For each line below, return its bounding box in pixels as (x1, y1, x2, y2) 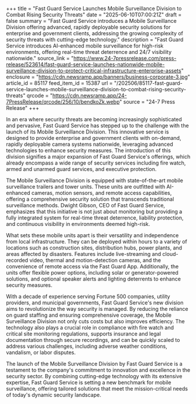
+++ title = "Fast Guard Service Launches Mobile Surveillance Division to (6, 5, 182, 12)
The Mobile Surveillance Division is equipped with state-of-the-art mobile (6, 177, 183, 184)
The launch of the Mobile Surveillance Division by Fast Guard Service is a (6, 360, 183, 367)
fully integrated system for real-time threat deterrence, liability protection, (6, 214, 184, 221)
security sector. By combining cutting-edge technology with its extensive (6, 373, 183, 379)
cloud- (162, 251, 178, 257)
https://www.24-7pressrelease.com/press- (73, 55, 177, 61)
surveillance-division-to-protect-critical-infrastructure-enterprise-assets (6, 67, 181, 74)
